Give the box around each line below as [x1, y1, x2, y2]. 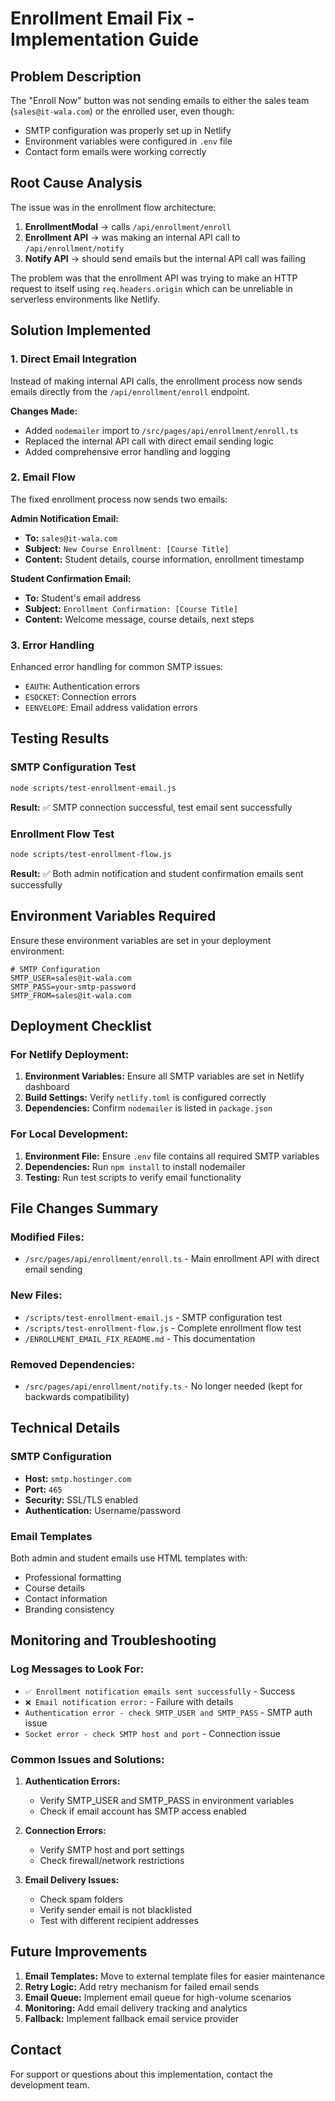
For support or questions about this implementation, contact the [10, 2068, 273, 2080]
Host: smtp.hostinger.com [24, 1472, 132, 1484]
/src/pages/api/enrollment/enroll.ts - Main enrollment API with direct [24, 1253, 320, 1265]
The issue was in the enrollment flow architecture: [10, 201, 217, 213]
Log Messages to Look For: [10, 1662, 145, 1676]
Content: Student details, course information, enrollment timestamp [24, 553, 305, 565]
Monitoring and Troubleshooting [10, 1632, 217, 1649]
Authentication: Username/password [24, 1504, 181, 1516]
